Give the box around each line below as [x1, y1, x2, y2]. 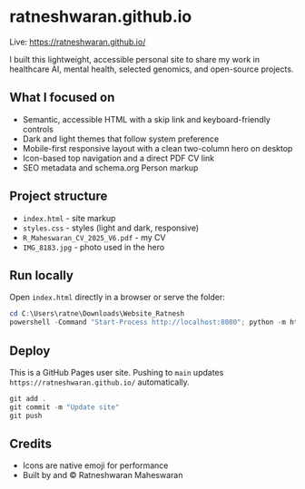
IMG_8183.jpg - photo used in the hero [22, 241, 165, 252]
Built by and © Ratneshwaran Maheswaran [22, 470, 183, 481]
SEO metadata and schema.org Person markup [22, 161, 199, 173]
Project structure [9, 189, 108, 204]
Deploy [9, 343, 51, 358]
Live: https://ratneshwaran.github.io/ [9, 36, 146, 47]
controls [22, 123, 54, 134]
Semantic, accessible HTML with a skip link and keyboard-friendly [22, 113, 271, 124]
